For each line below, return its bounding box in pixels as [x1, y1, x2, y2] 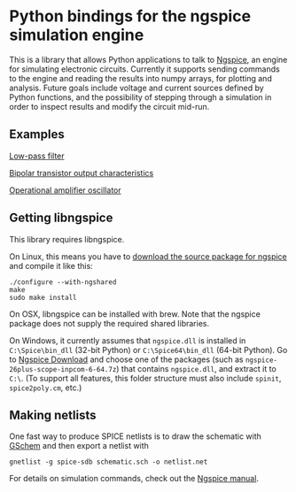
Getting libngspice [9, 211, 113, 226]
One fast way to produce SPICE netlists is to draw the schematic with [9, 431, 261, 442]
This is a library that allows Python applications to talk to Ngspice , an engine [9, 54, 288, 65]
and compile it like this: [9, 260, 93, 271]
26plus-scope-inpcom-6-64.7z [9, 365, 117, 373]
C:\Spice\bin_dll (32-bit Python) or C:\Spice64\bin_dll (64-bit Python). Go [9, 344, 288, 355]
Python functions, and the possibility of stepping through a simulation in [9, 91, 272, 103]
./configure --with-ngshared [9, 277, 117, 287]
